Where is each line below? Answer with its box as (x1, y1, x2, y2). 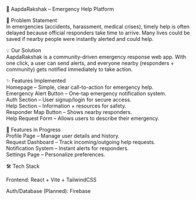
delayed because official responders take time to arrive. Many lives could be (6, 29, 190, 36)
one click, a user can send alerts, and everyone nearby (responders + (6, 60, 174, 67)
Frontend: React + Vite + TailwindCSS (6, 176, 97, 183)
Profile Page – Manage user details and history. (6, 132, 120, 139)
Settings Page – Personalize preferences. (6, 151, 105, 158)
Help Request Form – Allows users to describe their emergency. (6, 115, 160, 122)
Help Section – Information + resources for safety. (6, 102, 127, 109)
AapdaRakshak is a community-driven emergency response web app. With (6, 53, 186, 60)
